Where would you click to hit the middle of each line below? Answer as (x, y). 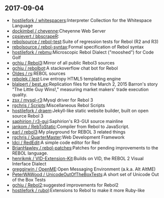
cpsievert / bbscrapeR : (36, 36)
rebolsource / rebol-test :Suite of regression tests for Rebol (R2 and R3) (85, 41)
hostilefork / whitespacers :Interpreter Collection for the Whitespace (82, 20)
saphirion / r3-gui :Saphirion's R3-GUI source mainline (67, 121)
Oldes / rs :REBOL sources (39, 73)
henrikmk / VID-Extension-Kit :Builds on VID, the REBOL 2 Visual (78, 158)
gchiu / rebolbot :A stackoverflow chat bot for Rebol (65, 68)
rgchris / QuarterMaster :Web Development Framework (68, 137)
